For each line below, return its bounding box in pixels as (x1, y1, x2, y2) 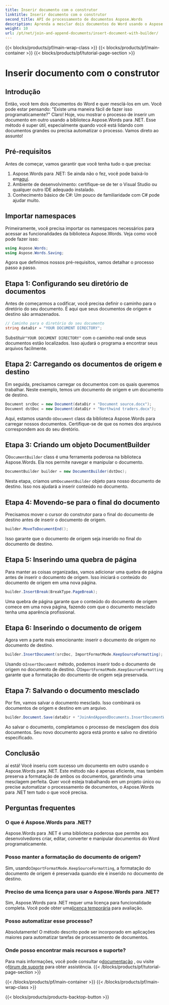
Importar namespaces (5, 212, 76, 220)
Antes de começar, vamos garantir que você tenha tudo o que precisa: (5, 160, 151, 166)
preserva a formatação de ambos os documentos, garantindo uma (5, 773, 143, 779)
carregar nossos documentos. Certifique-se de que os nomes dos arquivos (5, 421, 161, 427)
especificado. (5, 734, 34, 740)
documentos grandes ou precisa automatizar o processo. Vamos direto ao (5, 128, 159, 133)
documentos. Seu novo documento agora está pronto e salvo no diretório (5, 729, 157, 735)
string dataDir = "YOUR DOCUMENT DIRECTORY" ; (5, 325, 102, 331)
